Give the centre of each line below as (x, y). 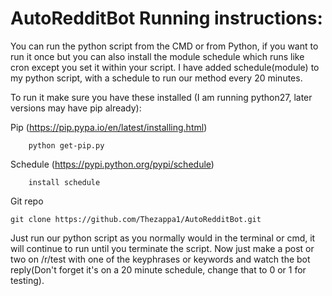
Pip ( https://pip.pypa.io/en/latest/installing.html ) (109, 127)
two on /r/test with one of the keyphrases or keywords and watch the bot (160, 259)
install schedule (64, 182)
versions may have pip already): (76, 108)
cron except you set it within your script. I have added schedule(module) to (165, 67)
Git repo (27, 201)
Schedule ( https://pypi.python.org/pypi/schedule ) (112, 164)
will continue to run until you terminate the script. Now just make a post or (162, 248)
